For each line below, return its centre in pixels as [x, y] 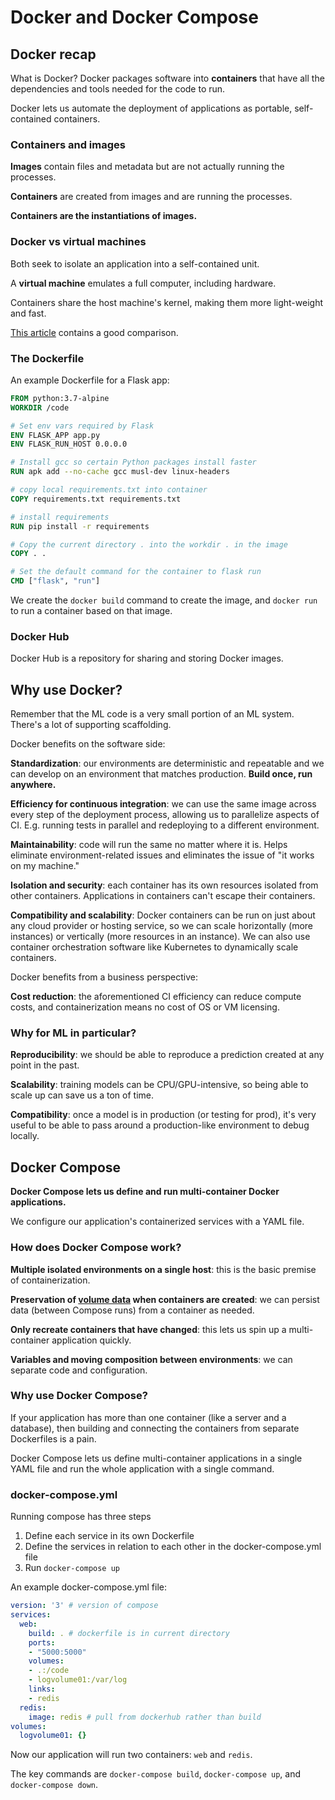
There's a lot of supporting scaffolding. [91, 725]
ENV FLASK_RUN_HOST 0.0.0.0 [69, 444]
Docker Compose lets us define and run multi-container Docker [145, 1192]
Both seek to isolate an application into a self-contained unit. [135, 263]
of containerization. [50, 1280]
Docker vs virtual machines [78, 242]
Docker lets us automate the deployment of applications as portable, [151, 108]
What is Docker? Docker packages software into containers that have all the [167, 78]
